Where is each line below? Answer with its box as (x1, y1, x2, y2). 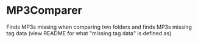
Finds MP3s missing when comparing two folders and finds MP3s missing (6, 23, 192, 30)
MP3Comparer (6, 4, 82, 17)
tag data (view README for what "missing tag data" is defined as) (6, 29, 172, 36)
